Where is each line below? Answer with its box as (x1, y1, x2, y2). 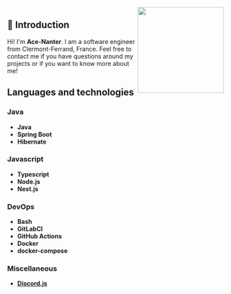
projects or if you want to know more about (7, 59, 129, 67)
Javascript (7, 155, 44, 164)
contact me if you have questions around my (7, 52, 134, 60)
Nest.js (16, 185, 39, 193)
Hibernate (16, 137, 47, 146)
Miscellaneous (7, 264, 57, 273)
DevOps (7, 202, 35, 212)
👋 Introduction (7, 19, 70, 31)
